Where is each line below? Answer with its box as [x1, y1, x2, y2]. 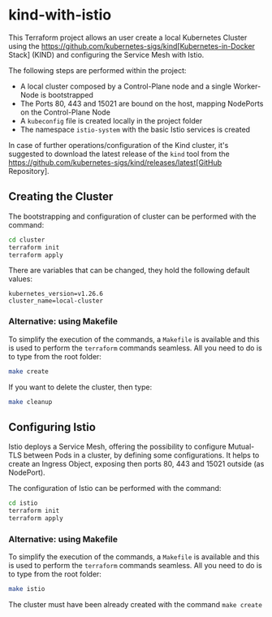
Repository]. [8, 166, 50, 176]
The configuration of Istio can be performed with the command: [8, 484, 222, 493]
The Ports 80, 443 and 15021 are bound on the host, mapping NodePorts [19, 98, 264, 108]
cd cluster [8, 236, 45, 244]
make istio [8, 585, 45, 593]
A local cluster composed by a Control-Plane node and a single [19, 81, 232, 91]
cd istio [8, 499, 38, 507]
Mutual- [227, 441, 255, 452]
